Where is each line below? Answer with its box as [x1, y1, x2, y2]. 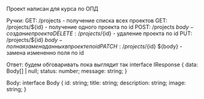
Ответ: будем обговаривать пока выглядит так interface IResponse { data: [6, 61, 198, 68]
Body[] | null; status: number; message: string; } [6, 67, 127, 75]
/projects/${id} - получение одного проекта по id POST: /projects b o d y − [6, 24, 194, 30]
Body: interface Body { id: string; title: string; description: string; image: [6, 79, 186, 86]
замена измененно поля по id [6, 49, 85, 56]
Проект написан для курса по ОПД [6, 5, 99, 12]
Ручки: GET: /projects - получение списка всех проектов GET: [6, 17, 168, 24]
